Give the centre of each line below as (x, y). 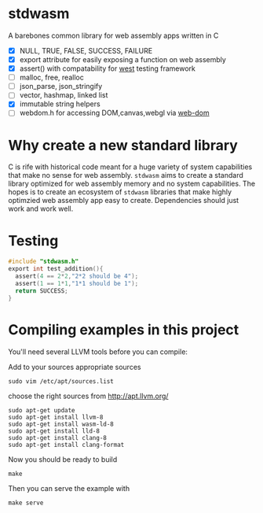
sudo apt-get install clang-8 (58, 437)
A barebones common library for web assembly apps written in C (113, 35)
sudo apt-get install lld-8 (54, 431)
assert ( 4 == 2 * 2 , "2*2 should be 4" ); (77, 276)
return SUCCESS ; (42, 291)
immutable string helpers (60, 104)
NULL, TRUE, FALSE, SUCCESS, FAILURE (86, 50)
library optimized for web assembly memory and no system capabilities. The (132, 184)
